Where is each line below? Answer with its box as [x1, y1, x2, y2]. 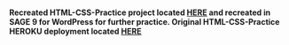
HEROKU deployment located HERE [9, 26, 142, 36]
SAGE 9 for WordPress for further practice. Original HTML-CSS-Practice [9, 16, 280, 26]
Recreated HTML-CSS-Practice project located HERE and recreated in [9, 7, 271, 18]
